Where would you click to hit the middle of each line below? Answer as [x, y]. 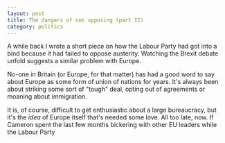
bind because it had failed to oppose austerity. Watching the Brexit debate [113, 53]
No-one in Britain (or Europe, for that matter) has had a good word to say [111, 74]
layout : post [26, 14]
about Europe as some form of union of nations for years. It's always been [113, 82]
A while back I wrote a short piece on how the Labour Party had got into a [112, 47]
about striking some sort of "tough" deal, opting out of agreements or [106, 89]
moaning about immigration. [47, 96]
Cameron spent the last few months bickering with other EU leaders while [112, 125]
